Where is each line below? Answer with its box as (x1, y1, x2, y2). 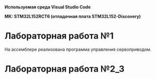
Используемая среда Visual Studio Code (4, 4, 91, 10)
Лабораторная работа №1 (4, 31, 114, 42)
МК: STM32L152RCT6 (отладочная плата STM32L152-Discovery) (4, 14, 141, 19)
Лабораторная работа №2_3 (4, 63, 125, 75)
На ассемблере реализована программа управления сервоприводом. (4, 46, 152, 52)
